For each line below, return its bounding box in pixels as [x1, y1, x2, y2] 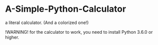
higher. [5, 34, 20, 40]
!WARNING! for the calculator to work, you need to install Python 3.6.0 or [5, 29, 153, 35]
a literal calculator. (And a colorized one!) [5, 20, 89, 25]
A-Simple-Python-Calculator [5, 3, 126, 15]
